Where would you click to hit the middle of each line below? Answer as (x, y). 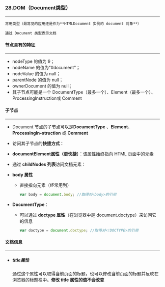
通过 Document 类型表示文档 (31, 33)
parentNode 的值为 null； (38, 80)
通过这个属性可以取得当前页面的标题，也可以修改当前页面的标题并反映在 (85, 273)
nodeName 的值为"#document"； (46, 67)
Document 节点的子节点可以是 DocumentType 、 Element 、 (72, 127)
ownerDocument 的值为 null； (42, 86)
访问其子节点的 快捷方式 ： (38, 143)
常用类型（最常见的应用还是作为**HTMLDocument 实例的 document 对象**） (73, 24)
